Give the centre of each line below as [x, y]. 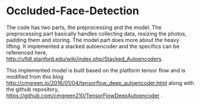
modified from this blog [35, 77]
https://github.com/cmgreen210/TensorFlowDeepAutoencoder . [84, 96]
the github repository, [33, 89]
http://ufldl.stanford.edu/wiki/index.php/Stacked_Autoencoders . [84, 59]
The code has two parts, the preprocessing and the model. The [84, 27]
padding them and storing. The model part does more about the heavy [93, 40]
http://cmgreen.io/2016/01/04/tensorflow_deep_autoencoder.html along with [100, 83]
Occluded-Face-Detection [73, 11]
